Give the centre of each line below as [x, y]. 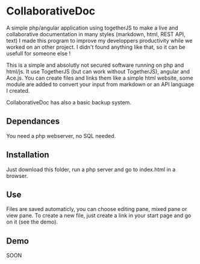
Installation [28, 155]
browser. [17, 175]
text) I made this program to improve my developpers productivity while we [99, 40]
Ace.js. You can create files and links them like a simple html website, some [100, 78]
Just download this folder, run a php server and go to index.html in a [91, 169]
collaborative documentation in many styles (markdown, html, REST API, [96, 34]
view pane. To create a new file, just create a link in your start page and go [99, 216]
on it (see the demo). [32, 222]
